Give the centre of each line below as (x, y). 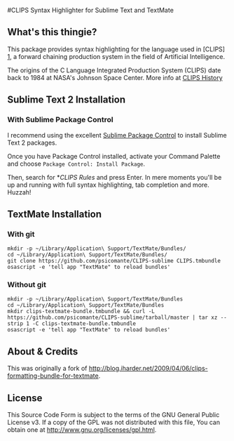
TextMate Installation (55, 214)
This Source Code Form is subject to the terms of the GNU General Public (113, 415)
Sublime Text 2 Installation (67, 100)
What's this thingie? (52, 32)
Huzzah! (19, 192)
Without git (27, 285)
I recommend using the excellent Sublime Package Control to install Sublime (117, 135)
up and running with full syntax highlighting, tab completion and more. (109, 185)
